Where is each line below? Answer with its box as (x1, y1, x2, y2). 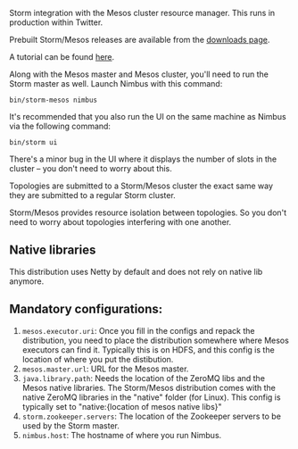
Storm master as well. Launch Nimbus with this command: (9, 79, 223, 88)
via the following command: (9, 121, 112, 131)
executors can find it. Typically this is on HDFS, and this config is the (21, 344, 275, 355)
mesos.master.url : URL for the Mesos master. (21, 363, 189, 374)
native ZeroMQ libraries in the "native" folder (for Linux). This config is (21, 392, 281, 403)
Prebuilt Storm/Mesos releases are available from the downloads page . (9, 35, 270, 45)
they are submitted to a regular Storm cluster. (9, 190, 176, 200)
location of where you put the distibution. (21, 353, 174, 364)
